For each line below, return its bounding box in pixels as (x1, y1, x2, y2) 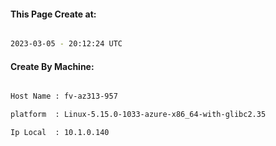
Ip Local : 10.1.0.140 (10, 128, 110, 138)
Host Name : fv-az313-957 (10, 91, 118, 102)
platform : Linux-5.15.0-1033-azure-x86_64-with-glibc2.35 (10, 110, 267, 120)
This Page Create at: (10, 8, 97, 20)
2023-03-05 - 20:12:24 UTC (10, 39, 123, 49)
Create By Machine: (10, 60, 95, 72)
